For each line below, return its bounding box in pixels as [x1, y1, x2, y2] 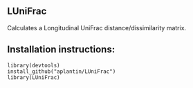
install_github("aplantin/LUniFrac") [7, 68, 116, 75]
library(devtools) [7, 62, 60, 69]
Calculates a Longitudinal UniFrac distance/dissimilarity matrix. [7, 23, 187, 32]
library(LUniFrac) [7, 74, 60, 81]
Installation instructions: [7, 44, 116, 56]
